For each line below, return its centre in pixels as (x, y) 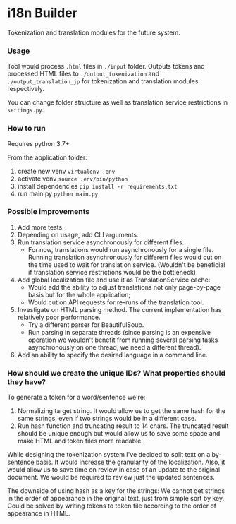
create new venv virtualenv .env (66, 171)
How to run (26, 129)
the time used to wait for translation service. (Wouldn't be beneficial (126, 264)
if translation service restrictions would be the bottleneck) (112, 272)
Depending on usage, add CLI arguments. (78, 234)
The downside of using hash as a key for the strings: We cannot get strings (116, 491)
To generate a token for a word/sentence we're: (76, 398)
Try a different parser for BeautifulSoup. (86, 324)
